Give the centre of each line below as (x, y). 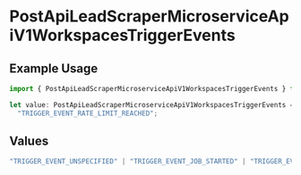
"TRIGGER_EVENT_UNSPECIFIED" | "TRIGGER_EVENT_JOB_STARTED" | (128, 162)
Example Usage (54, 68)
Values (29, 142)
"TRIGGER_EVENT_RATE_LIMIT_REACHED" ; (88, 113)
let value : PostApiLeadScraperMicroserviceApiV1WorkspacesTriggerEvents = (152, 104)
